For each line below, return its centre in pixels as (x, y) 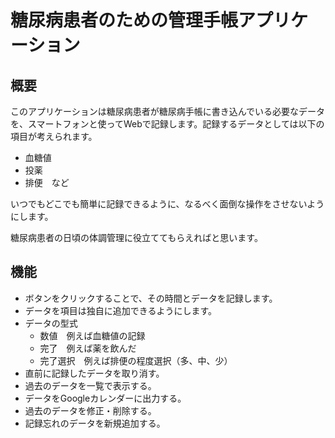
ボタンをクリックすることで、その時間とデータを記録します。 (151, 298)
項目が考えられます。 (54, 136)
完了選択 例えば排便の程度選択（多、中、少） (136, 360)
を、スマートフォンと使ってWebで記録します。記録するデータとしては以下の (167, 124)
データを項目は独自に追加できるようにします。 (121, 310)
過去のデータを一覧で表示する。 (90, 385)
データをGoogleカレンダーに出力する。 (105, 398)
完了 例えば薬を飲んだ (88, 348)
